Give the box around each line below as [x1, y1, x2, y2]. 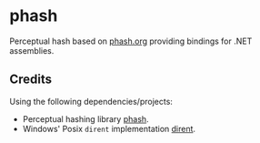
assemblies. [9, 45, 55, 56]
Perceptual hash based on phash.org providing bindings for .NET [9, 36, 253, 46]
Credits [9, 72, 53, 87]
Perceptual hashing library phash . [22, 113, 149, 124]
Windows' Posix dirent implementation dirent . [22, 123, 196, 134]
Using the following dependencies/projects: [9, 96, 173, 107]
